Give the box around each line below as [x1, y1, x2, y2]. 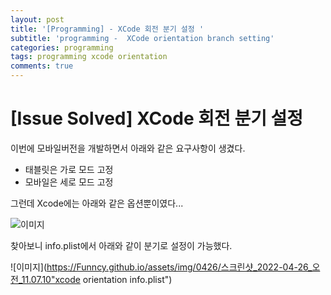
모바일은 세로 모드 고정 [24, 176, 114, 188]
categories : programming [10, 42, 114, 53]
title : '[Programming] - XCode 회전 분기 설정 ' [10, 24, 205, 34]
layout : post [10, 14, 65, 25]
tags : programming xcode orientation [10, 52, 168, 62]
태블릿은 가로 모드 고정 [24, 163, 114, 175]
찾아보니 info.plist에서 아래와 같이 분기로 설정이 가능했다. [10, 239, 233, 251]
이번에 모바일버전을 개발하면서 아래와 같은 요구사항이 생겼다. [10, 142, 246, 154]
